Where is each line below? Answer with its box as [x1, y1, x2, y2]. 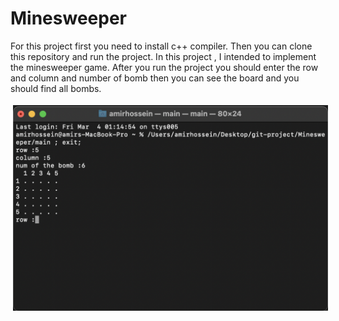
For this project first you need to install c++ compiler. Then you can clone [10, 40, 313, 52]
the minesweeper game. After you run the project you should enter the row [10, 61, 319, 73]
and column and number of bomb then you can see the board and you [10, 72, 300, 84]
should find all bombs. [10, 82, 102, 94]
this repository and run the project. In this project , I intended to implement [10, 50, 317, 62]
